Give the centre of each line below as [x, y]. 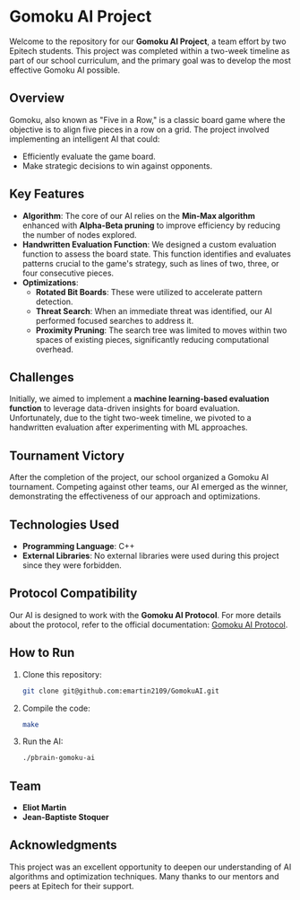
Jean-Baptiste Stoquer [65, 817]
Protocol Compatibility [73, 594]
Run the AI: [43, 741]
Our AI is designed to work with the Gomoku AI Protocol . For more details [146, 615]
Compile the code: [56, 708]
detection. [54, 301]
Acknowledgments [64, 845]
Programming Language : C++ [78, 546]
